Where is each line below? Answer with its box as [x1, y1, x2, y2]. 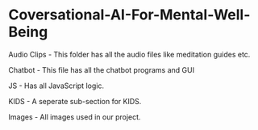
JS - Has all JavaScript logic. [8, 81, 105, 90]
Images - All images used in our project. [8, 111, 141, 122]
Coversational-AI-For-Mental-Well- [8, 6, 251, 24]
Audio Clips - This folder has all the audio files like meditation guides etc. [8, 49, 251, 59]
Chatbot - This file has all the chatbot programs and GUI [8, 65, 195, 74]
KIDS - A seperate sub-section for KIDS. [8, 96, 142, 106]
